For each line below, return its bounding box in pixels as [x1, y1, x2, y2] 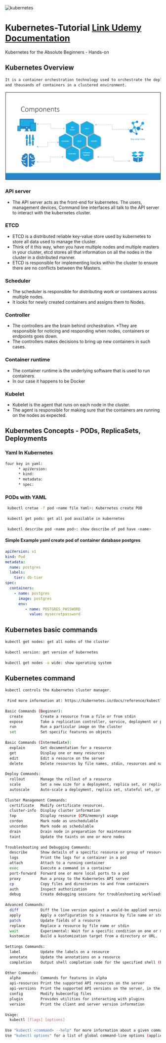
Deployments [5, 434, 47, 443]
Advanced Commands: [5, 903, 45, 908]
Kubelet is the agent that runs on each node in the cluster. [12, 401, 130, 407]
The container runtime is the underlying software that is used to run [12, 367, 150, 374]
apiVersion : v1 [5, 549, 37, 554]
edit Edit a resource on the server [9, 756, 105, 761]
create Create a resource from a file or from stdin [9, 714, 136, 719]
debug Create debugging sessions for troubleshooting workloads [9, 892, 163, 897]
